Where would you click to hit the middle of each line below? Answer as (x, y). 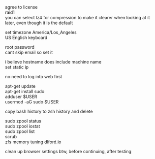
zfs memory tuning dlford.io (33, 142)
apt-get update (20, 86)
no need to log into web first (34, 77)
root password (20, 47)
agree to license (21, 7)
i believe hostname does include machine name (53, 62)
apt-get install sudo (25, 91)
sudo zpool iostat (23, 126)
